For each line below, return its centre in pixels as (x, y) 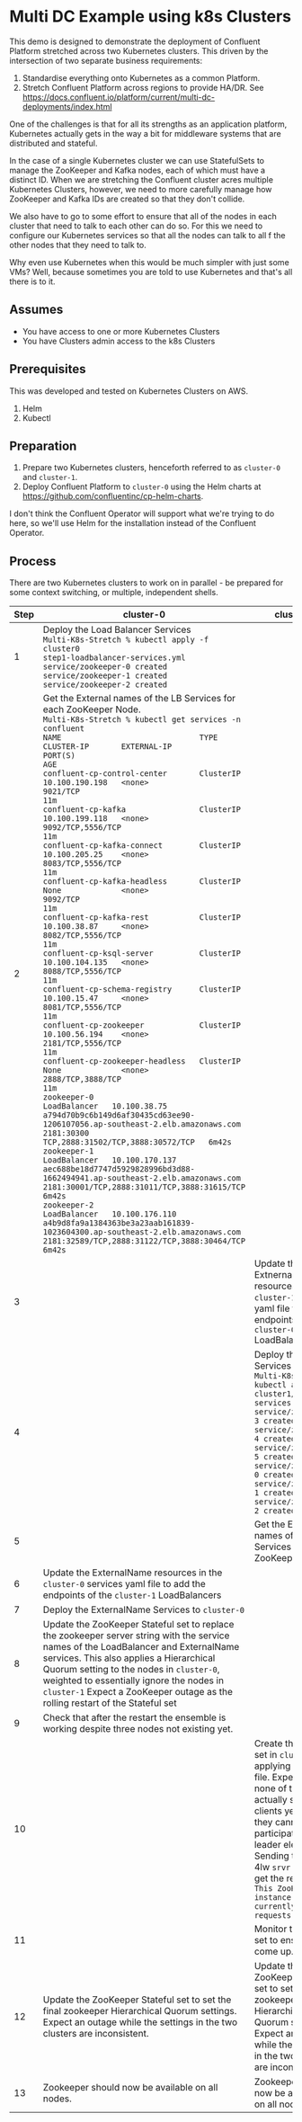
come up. (274, 1951)
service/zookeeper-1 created (105, 676)
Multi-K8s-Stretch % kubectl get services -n (142, 720)
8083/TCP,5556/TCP (82, 864)
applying (272, 1766)
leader (267, 1845)
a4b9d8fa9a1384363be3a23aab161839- (119, 1223)
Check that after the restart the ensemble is (134, 1717)
